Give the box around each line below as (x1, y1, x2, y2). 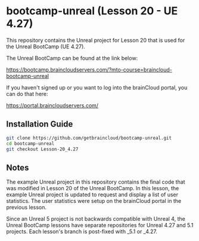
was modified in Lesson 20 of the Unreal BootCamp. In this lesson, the (6, 185, 179, 192)
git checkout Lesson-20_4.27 (6, 146, 79, 152)
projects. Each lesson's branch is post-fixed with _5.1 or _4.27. (6, 228, 158, 235)
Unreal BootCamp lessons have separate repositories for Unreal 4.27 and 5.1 (6, 222, 194, 229)
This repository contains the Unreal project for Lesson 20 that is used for (6, 36, 185, 44)
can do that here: (6, 90, 49, 97)
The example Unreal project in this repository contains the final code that (6, 178, 186, 186)
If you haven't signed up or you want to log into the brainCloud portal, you (6, 84, 188, 91)
